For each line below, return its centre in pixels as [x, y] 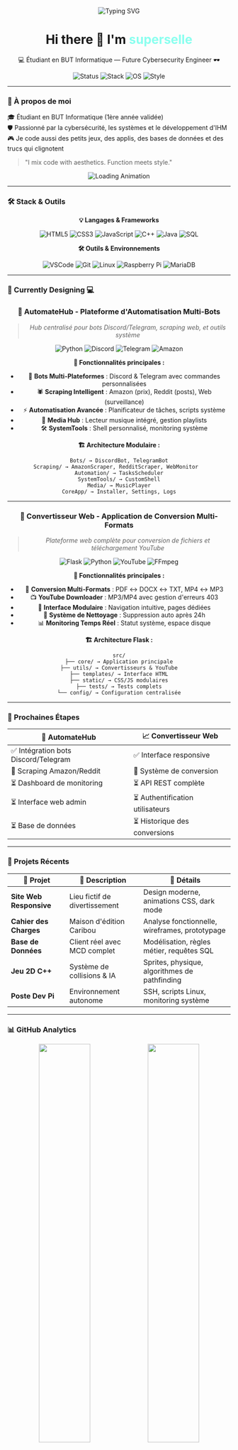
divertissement [94, 905]
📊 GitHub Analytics [42, 1030]
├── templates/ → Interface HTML [119, 675]
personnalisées [124, 383]
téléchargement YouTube [128, 548]
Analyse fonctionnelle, [180, 921]
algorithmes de [168, 971]
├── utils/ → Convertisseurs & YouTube [119, 668]
